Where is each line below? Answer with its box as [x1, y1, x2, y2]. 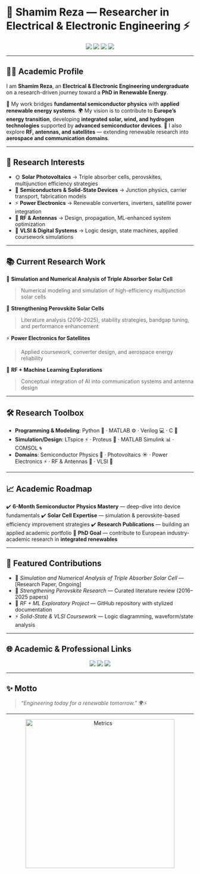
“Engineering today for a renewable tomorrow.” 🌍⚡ [20, 699, 148, 707]
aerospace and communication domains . [6, 134, 110, 142]
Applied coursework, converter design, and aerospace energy [20, 349, 174, 356]
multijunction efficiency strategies [14, 180, 98, 187]
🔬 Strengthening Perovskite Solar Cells [6, 305, 104, 312]
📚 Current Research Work [6, 256, 106, 267]
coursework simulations [14, 233, 74, 240]
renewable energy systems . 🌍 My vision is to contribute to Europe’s [6, 107, 177, 114]
